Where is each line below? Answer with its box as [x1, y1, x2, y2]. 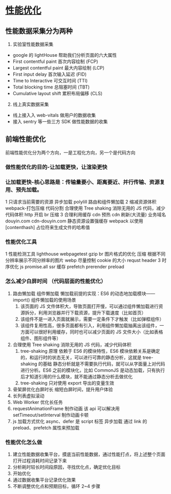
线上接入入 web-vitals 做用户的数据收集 [12, 112, 96, 118]
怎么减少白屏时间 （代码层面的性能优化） [5, 278, 106, 285]
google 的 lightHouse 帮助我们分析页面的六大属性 [12, 52, 117, 58]
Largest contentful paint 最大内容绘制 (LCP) [12, 65, 105, 71]
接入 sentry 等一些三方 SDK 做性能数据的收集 [12, 119, 108, 124]
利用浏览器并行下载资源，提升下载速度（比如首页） [38, 309, 146, 316]
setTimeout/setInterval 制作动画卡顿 [12, 412, 89, 418]
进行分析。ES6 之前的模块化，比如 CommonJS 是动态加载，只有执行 [20, 367, 165, 373]
